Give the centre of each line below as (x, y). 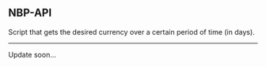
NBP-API (30, 13)
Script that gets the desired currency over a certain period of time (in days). (131, 32)
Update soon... (32, 54)
